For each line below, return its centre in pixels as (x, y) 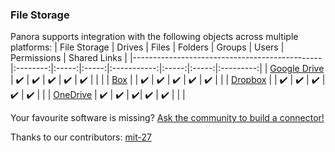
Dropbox (249, 80)
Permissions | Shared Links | (69, 58)
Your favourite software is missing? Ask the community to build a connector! (167, 118)
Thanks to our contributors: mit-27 (81, 137)
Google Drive (297, 69)
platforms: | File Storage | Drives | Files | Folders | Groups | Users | (147, 47)
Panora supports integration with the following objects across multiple (154, 37)
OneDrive (73, 95)
